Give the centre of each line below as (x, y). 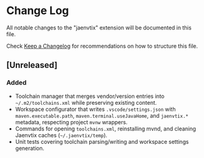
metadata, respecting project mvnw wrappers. (71, 122)
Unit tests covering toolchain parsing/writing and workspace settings (102, 141)
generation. (30, 148)
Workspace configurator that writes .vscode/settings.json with (95, 109)
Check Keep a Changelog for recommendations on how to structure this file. (102, 46)
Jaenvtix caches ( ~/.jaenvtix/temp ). (61, 135)
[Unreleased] (32, 65)
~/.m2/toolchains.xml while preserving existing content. (86, 102)
